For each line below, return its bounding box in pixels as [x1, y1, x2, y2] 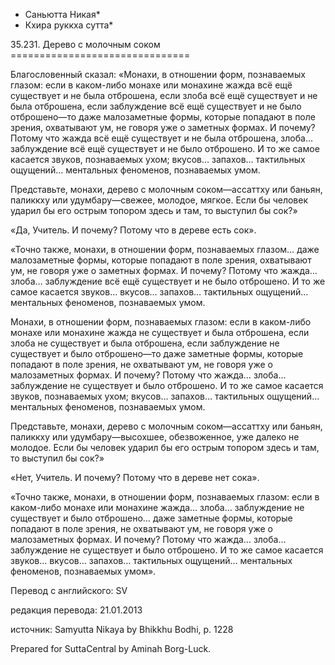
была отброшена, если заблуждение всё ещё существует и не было [10, 100, 302, 112]
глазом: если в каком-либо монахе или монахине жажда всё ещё [10, 79, 293, 91]
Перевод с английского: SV [10, 585, 128, 596]
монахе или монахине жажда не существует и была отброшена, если [10, 327, 310, 338]
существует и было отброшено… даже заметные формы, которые [10, 512, 293, 524]
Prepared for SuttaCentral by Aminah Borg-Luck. [10, 643, 212, 654]
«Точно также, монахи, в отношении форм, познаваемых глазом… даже [10, 244, 320, 255]
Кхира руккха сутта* [24, 19, 114, 31]
